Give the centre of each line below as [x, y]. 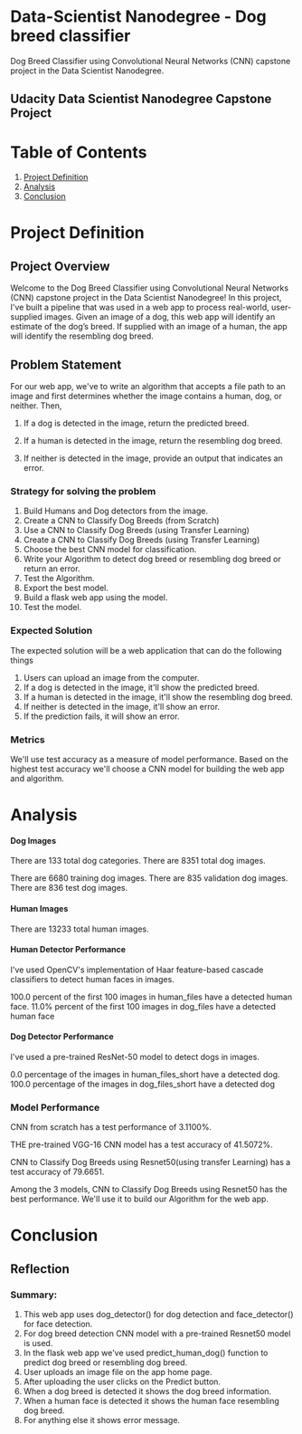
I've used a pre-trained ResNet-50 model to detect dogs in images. [135, 1056]
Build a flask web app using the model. [95, 597]
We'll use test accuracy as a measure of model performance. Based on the [149, 759]
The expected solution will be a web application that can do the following [146, 650]
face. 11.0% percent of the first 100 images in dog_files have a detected [143, 1006]
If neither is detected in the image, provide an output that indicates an [153, 458]
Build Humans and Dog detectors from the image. [116, 511]
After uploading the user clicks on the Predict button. [122, 1381]
